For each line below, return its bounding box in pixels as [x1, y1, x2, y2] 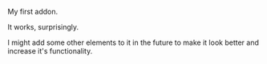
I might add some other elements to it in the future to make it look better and [7, 38, 260, 47]
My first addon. [7, 7, 58, 16]
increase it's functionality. [7, 46, 93, 55]
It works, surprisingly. [7, 22, 79, 31]
